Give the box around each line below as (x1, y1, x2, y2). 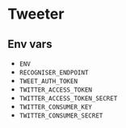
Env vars (7, 37, 52, 51)
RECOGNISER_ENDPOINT (19, 69, 89, 77)
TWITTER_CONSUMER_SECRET (19, 112, 103, 120)
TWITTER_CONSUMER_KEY (19, 103, 92, 111)
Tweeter (7, 5, 65, 23)
